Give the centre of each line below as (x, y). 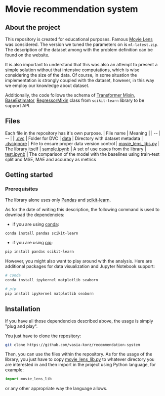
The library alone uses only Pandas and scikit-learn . (58, 200)
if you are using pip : (32, 243)
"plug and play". (21, 326)
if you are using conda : (36, 224)
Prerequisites (21, 189)
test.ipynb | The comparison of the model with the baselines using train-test (82, 154)
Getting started (29, 175)
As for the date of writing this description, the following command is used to (82, 209)
